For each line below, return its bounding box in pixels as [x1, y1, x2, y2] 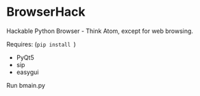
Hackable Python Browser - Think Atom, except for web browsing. [6, 27, 193, 35]
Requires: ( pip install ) [6, 40, 76, 48]
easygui [16, 68, 39, 76]
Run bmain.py [6, 81, 46, 89]
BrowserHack [6, 4, 86, 20]
